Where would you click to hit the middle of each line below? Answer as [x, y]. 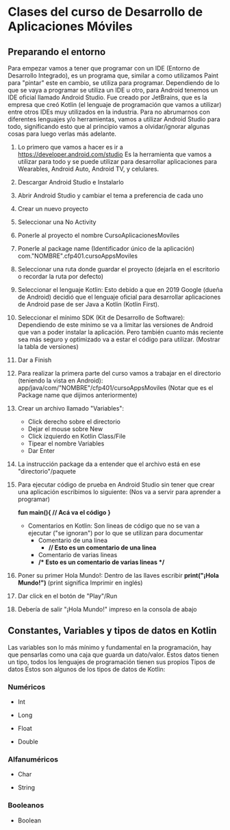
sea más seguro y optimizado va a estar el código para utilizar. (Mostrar [119, 339]
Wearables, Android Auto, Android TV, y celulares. [88, 169]
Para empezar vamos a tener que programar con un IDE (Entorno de [104, 68]
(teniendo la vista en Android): [60, 380]
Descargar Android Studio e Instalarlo [71, 182]
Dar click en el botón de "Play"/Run [67, 596]
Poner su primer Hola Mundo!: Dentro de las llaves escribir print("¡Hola [118, 575]
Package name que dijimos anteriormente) [77, 395]
